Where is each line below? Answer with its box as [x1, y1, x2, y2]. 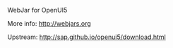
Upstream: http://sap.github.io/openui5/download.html [7, 33, 166, 41]
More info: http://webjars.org [7, 19, 92, 27]
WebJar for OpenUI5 [7, 6, 68, 14]
